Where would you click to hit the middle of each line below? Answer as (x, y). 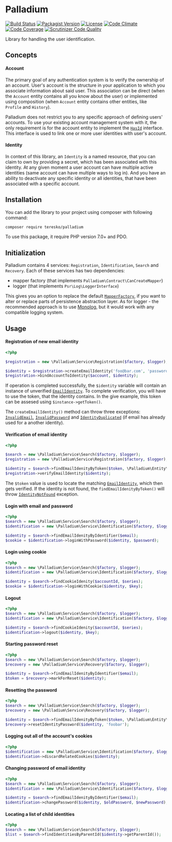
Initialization (26, 253)
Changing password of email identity (46, 768)
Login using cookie (26, 552)
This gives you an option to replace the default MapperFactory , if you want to (85, 296)
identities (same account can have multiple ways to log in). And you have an (85, 172)
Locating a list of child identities (40, 814)
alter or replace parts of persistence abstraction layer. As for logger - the (82, 302)
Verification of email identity (36, 434)
